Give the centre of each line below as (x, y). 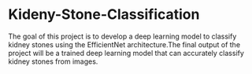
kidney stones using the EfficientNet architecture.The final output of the (124, 44)
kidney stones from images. (53, 61)
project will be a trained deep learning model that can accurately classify (126, 53)
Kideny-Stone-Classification (104, 15)
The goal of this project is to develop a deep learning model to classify (122, 36)
